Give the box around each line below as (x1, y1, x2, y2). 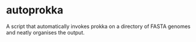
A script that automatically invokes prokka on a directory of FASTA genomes (6, 23, 191, 30)
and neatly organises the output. (6, 29, 85, 36)
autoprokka (6, 3, 64, 17)
